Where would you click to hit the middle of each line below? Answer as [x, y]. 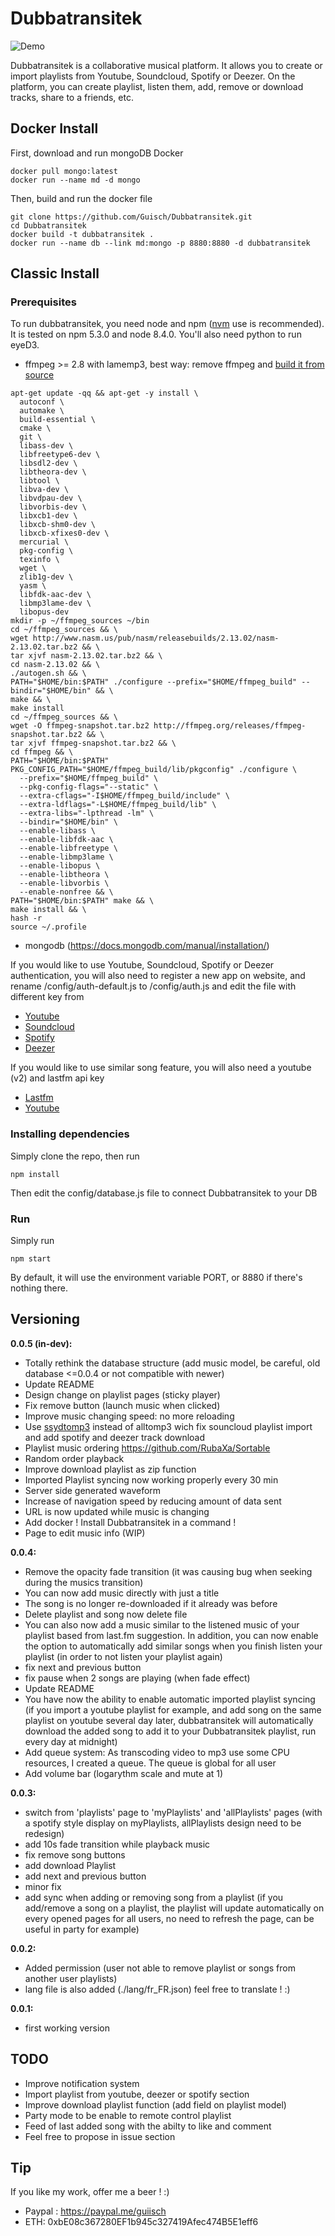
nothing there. [39, 1288]
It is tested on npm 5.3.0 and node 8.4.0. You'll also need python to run [156, 334]
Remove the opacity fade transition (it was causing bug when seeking [168, 1571]
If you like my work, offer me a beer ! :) [90, 2192]
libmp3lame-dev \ [55, 603]
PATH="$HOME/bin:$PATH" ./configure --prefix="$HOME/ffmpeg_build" [154, 682]
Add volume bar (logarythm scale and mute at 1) [124, 1773]
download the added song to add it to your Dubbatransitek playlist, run [170, 1731]
